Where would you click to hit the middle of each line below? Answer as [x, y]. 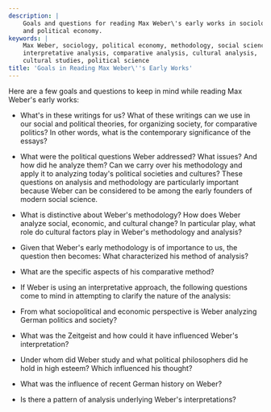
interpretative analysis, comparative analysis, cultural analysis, [140, 53]
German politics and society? [69, 319]
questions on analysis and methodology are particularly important [129, 182]
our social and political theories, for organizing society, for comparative [139, 124]
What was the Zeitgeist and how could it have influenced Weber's [129, 336]
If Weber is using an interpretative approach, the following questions [134, 287]
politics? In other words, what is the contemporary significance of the [135, 132]
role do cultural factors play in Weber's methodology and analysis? [131, 232]
